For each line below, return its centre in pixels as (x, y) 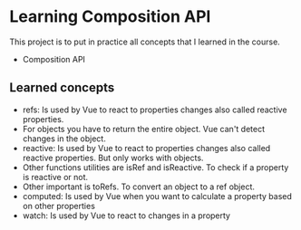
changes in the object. (64, 139)
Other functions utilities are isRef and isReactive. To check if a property (155, 167)
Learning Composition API (110, 17)
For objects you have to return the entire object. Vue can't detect (144, 129)
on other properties (58, 206)
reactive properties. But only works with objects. (113, 158)
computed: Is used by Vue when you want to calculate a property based (157, 196)
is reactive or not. (55, 177)
